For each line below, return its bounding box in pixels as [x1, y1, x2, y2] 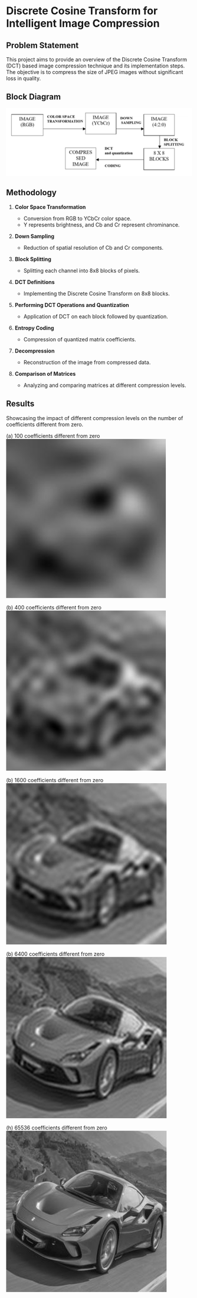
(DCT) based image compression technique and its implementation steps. [6, 62, 185, 69]
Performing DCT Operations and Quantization [14, 301, 129, 308]
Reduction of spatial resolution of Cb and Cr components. [23, 244, 164, 251]
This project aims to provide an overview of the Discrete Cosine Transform [6, 56, 188, 63]
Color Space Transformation [14, 203, 86, 211]
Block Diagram [6, 92, 61, 102]
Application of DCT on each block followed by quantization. [23, 312, 168, 320]
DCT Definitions [14, 278, 55, 285]
